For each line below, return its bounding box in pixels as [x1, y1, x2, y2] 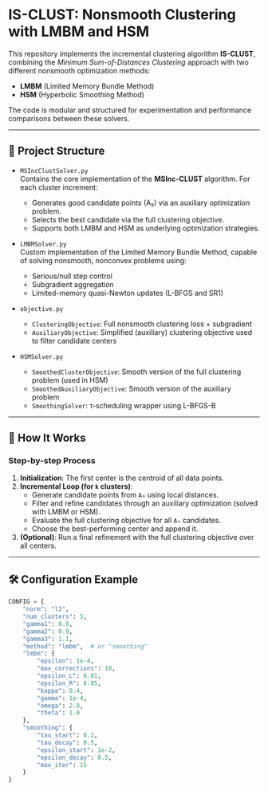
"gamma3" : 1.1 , [22, 635, 73, 643]
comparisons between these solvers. [8, 113, 130, 123]
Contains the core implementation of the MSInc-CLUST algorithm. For [19, 174, 250, 183]
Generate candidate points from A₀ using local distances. [31, 490, 219, 500]
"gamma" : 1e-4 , [37, 694, 88, 702]
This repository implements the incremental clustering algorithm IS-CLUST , [8, 49, 256, 58]
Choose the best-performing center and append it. [31, 524, 199, 533]
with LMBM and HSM [8, 22, 150, 41]
